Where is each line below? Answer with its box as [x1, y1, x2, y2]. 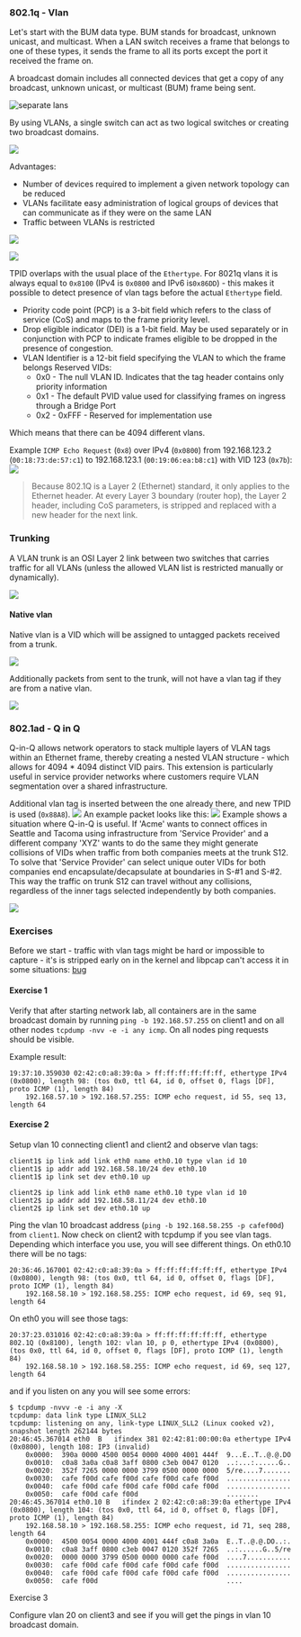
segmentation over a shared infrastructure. [9, 781, 168, 791]
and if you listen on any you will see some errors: [9, 1385, 191, 1397]
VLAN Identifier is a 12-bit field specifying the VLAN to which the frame [22, 353, 286, 364]
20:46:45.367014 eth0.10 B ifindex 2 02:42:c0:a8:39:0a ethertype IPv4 [9, 1497, 292, 1506]
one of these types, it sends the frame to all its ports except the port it [9, 46, 268, 57]
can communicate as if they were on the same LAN [22, 207, 212, 218]
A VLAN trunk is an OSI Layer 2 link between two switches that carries [9, 552, 270, 564]
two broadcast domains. [9, 127, 99, 138]
